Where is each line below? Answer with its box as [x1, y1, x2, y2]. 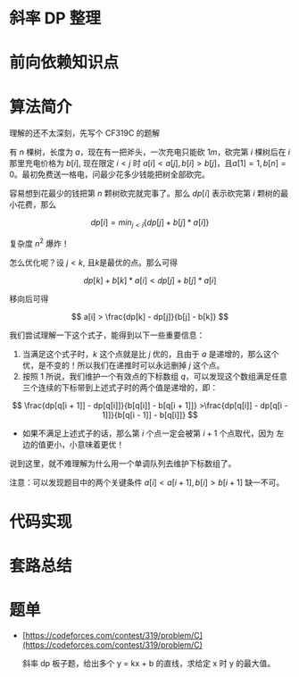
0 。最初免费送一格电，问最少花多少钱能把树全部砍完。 [9, 169, 210, 180]
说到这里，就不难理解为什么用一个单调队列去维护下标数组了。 [9, 457, 237, 469]
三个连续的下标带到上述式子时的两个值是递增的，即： [21, 381, 219, 393]
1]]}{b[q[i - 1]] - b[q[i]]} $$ [102, 409, 198, 420]
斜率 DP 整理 [9, 8, 101, 29]
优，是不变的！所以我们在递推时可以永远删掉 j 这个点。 [21, 359, 225, 371]
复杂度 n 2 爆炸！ [9, 237, 70, 248]
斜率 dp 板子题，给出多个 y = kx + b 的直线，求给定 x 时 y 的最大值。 [21, 658, 275, 669]
